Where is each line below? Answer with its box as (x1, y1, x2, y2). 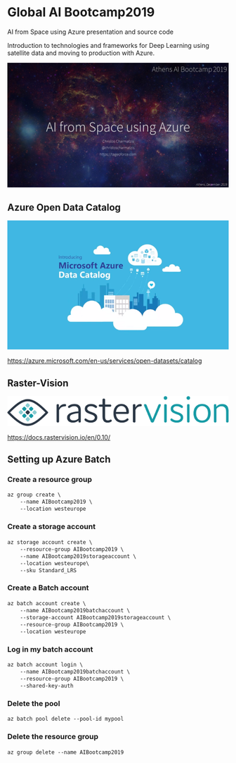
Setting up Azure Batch (7, 453, 111, 465)
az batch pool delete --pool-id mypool (7, 716, 124, 723)
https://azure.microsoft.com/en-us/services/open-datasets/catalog (7, 356, 202, 365)
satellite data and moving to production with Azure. (7, 49, 155, 57)
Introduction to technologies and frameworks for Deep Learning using (7, 41, 209, 49)
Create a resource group (7, 474, 93, 484)
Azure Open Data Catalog (7, 201, 122, 213)
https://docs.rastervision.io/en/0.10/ (7, 433, 111, 441)
